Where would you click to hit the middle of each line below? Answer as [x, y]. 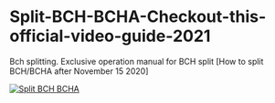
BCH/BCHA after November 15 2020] [79, 71]
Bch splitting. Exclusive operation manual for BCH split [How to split [137, 61]
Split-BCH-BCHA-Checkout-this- [138, 17]
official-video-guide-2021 [110, 36]
